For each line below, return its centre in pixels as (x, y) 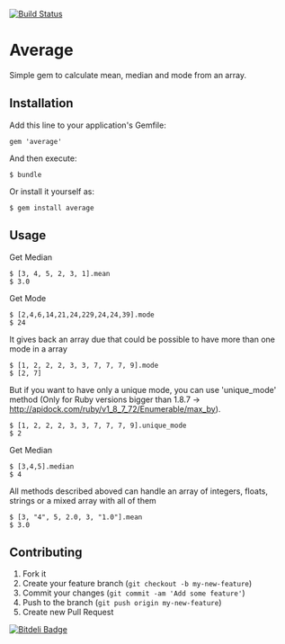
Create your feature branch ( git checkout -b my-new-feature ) (137, 584)
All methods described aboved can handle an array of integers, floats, (138, 491)
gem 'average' (36, 141)
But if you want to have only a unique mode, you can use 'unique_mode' (143, 389)
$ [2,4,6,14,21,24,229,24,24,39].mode (82, 315)
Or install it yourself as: (52, 191)
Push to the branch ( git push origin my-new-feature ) (122, 603)
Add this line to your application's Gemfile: (88, 125)
